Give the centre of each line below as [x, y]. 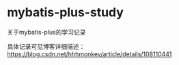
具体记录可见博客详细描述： [46, 46]
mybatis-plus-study [66, 13]
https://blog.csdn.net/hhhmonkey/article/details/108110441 [89, 54]
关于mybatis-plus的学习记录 [46, 32]
